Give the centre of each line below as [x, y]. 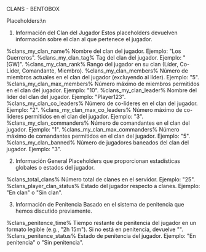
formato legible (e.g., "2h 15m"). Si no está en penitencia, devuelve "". [95, 229]
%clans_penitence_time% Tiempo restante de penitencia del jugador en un [101, 223]
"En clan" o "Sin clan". [34, 192]
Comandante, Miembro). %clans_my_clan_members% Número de [105, 71]
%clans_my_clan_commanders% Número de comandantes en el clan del [98, 123]
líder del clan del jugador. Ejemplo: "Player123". [66, 97]
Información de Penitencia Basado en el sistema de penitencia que [100, 204]
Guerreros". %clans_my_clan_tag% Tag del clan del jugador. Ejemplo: [94, 57]
